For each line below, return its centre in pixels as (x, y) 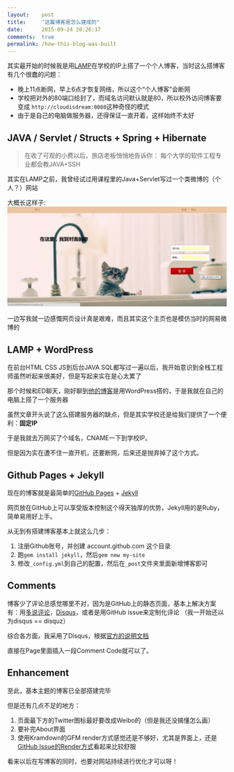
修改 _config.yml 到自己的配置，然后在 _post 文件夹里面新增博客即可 (112, 563)
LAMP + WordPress (50, 350)
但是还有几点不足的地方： (44, 705)
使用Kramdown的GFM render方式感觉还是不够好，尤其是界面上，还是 (117, 737)
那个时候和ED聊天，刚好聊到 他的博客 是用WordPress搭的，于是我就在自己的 (116, 391)
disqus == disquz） (41, 621)
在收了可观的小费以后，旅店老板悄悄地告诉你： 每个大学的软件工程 (120, 155)
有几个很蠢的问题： (35, 75)
